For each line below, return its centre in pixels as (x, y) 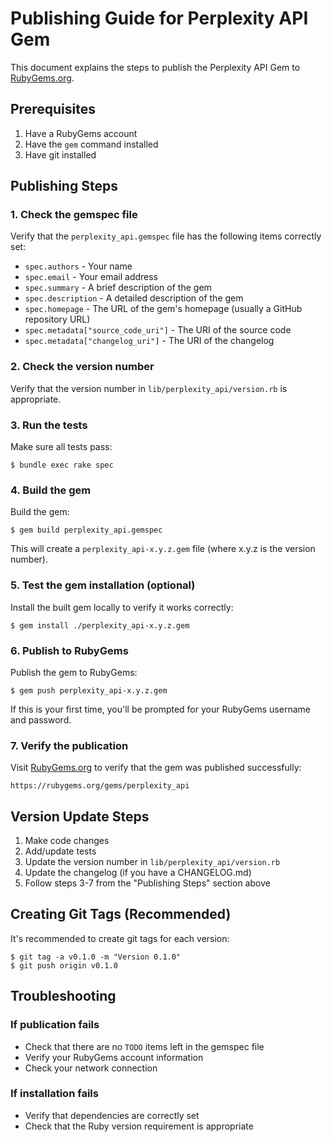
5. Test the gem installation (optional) (103, 585)
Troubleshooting (63, 996)
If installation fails (54, 1094)
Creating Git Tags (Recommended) (121, 914)
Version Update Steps (80, 816)
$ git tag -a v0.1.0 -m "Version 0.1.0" (96, 957)
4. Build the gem (51, 490)
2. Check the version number (82, 367)
